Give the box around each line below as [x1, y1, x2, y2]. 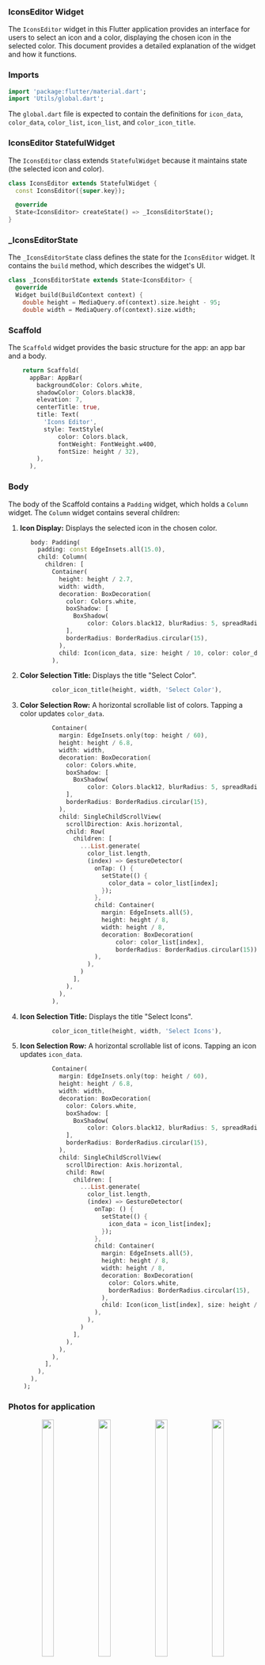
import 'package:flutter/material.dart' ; [8, 87, 147, 95]
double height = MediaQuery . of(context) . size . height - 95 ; [22, 298, 221, 306]
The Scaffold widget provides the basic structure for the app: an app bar [8, 342, 246, 352]
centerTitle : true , [36, 403, 101, 411]
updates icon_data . [19, 1050, 83, 1059]
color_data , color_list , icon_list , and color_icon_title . [8, 117, 196, 127]
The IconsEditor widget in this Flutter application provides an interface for [8, 25, 251, 34]
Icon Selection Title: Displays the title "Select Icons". [19, 1011, 193, 1021]
